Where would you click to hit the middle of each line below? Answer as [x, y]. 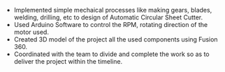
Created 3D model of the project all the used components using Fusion [116, 39]
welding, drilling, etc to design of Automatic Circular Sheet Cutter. [108, 17]
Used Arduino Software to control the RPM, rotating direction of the [111, 25]
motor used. [31, 32]
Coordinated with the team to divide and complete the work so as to [111, 54]
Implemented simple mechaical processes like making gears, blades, [113, 10]
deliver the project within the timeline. [68, 61]
